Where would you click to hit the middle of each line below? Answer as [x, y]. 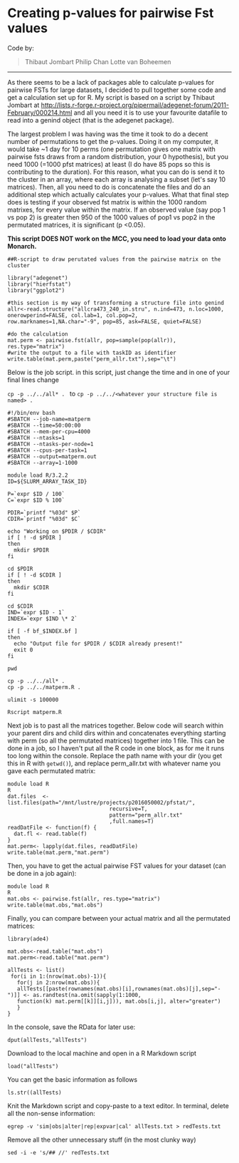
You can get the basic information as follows [72, 1079]
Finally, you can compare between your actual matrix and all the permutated [119, 918]
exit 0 [23, 650]
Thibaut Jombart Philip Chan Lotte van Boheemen [98, 61]
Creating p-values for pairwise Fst [111, 13]
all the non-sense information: [52, 1113]
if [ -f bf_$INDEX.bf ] [43, 631]
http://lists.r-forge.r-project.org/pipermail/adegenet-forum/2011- [135, 105]
